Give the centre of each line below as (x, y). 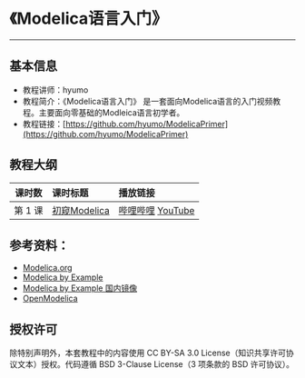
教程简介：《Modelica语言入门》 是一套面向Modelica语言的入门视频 (148, 101)
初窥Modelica (81, 210)
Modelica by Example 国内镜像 (80, 288)
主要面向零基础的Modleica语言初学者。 (112, 112)
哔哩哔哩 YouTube (157, 210)
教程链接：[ (44, 124)
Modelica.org (47, 268)
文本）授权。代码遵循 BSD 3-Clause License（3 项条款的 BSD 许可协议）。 (156, 364)
